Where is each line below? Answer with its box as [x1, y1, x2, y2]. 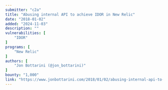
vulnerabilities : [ [5, 30, 46, 35]
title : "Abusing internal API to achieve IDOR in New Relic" [5, 12, 135, 17]
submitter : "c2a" [5, 7, 41, 12]
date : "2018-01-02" [5, 16, 46, 21]
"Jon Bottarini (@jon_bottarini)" [14, 63, 86, 68]
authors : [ [5, 58, 28, 63]
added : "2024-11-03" [5, 21, 48, 26]
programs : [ [5, 44, 30, 49]
